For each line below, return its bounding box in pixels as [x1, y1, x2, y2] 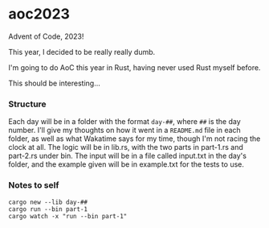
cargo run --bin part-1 [8, 205, 88, 213]
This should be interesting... [8, 78, 100, 88]
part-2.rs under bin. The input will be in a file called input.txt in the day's [8, 151, 247, 161]
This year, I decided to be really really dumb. [8, 47, 156, 56]
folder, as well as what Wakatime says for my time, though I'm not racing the [8, 134, 261, 143]
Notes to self [8, 180, 59, 191]
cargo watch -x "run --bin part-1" [8, 212, 128, 220]
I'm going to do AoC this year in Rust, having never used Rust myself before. [8, 62, 261, 73]
